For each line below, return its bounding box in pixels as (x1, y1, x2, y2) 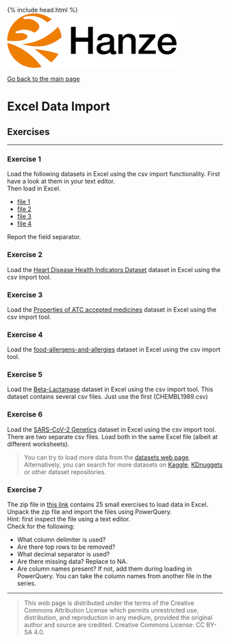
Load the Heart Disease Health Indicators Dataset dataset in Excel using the (7, 265, 221, 273)
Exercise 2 (7, 250, 43, 260)
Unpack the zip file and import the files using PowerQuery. (7, 508, 172, 516)
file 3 (16, 212, 32, 221)
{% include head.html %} (7, 6, 78, 14)
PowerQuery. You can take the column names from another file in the (16, 572, 212, 580)
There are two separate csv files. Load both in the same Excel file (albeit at (7, 432, 218, 441)
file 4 (16, 219, 32, 228)
